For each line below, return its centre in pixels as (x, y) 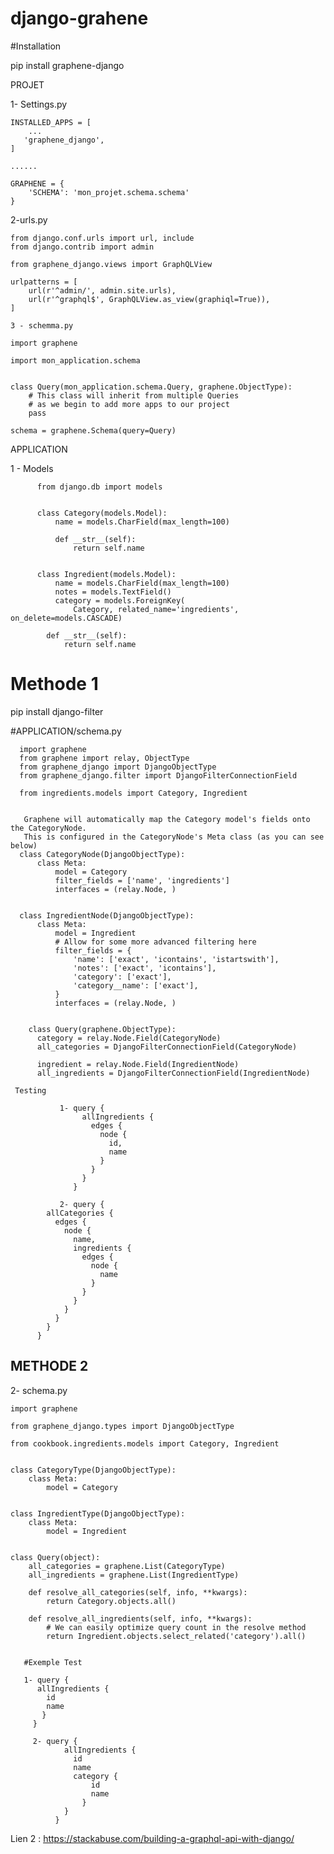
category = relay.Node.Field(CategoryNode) (129, 1038)
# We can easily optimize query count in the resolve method (176, 1627)
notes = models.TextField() (113, 592)
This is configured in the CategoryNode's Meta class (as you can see (174, 837)
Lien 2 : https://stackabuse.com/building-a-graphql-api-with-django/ (152, 1838)
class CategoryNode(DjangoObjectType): (102, 854)
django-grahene (79, 18)
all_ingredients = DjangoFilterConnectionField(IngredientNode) (173, 1073)
